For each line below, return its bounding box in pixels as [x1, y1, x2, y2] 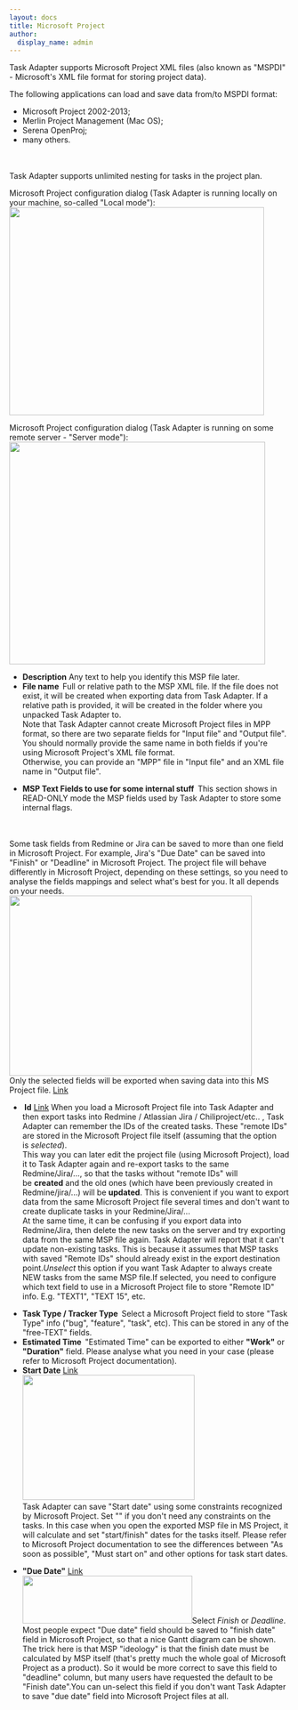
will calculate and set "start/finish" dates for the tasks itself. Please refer [21, 1529, 287, 1540]
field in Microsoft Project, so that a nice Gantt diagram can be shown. [21, 1634, 277, 1645]
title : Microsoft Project [9, 21, 105, 30]
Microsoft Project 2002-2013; [21, 106, 131, 117]
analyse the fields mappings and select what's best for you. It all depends [9, 876, 279, 887]
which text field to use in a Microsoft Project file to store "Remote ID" [21, 1282, 275, 1293]
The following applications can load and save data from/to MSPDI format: [9, 89, 278, 100]
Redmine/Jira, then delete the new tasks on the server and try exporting [21, 1225, 286, 1236]
